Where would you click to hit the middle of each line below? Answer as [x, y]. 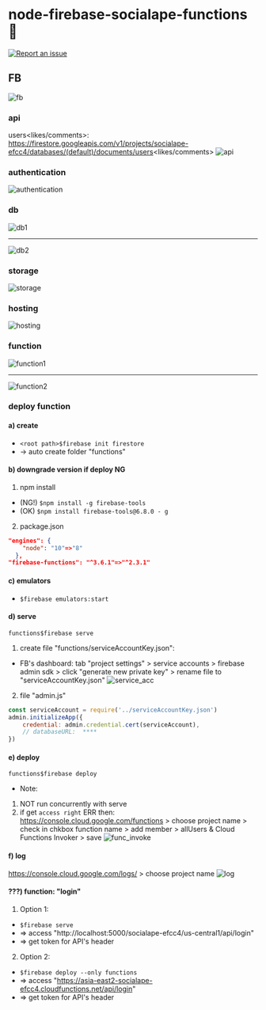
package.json [42, 526]
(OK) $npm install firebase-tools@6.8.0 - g [94, 511]
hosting [23, 308]
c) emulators [30, 580]
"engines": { [30, 541]
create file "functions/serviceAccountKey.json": [97, 647]
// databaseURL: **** [60, 732]
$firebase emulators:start [64, 599]
